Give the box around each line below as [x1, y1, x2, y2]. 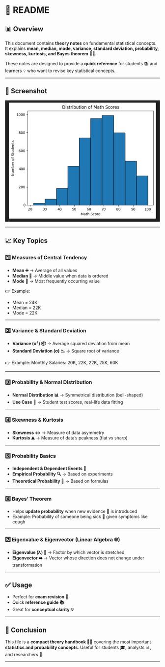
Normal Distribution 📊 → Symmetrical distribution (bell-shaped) [12, 392, 143, 398]
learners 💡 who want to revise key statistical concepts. [5, 68, 116, 74]
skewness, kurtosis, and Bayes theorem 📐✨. [5, 51, 97, 56]
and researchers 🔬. [5, 652, 44, 658]
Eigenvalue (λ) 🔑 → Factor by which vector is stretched [12, 549, 125, 555]
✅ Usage [5, 581, 32, 589]
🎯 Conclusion [5, 626, 47, 634]
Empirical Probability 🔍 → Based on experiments [12, 471, 113, 477]
